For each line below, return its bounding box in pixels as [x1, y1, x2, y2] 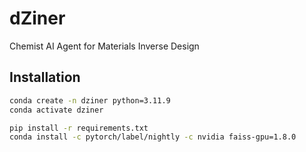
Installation [9, 69, 81, 86]
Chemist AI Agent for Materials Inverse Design [9, 40, 200, 52]
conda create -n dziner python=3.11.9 [9, 95, 171, 106]
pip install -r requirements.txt [9, 123, 149, 133]
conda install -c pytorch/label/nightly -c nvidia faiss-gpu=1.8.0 [9, 132, 297, 142]
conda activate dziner [9, 105, 104, 115]
